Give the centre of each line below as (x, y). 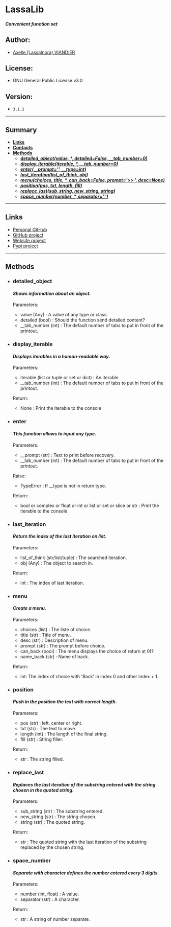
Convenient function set (31, 24)
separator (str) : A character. (50, 899)
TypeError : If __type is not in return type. (63, 485)
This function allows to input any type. (54, 434)
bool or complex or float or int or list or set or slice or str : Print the (90, 505)
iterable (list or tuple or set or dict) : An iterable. (70, 378)
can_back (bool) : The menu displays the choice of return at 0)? (87, 651)
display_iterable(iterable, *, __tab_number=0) (69, 164)
